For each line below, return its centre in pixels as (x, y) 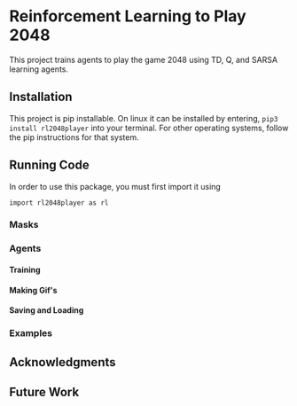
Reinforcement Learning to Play (128, 16)
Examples (31, 333)
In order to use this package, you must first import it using (115, 186)
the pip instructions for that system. (74, 137)
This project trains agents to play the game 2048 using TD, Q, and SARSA (143, 59)
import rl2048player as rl (59, 203)
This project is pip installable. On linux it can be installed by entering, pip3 (144, 118)
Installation (41, 97)
